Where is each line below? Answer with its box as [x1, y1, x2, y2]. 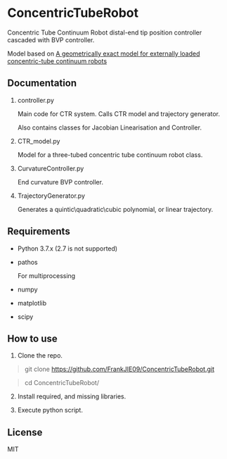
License [7, 426, 43, 438]
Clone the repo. [17, 351, 63, 360]
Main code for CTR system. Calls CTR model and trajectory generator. [17, 109, 220, 118]
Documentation [7, 77, 77, 89]
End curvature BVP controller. [17, 177, 104, 186]
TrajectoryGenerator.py [17, 191, 86, 200]
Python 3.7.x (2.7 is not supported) [17, 244, 118, 253]
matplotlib [17, 298, 47, 307]
